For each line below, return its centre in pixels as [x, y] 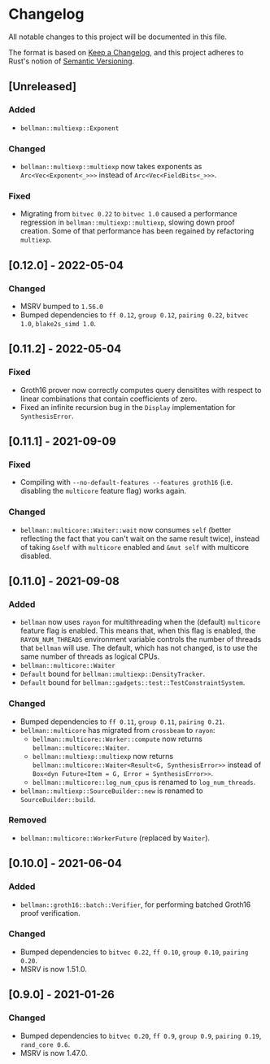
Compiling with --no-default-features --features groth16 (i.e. [126, 482]
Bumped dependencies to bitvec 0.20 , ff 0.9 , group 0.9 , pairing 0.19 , [141, 1036]
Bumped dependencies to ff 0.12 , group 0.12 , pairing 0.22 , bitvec [134, 315]
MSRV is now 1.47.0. [54, 1053]
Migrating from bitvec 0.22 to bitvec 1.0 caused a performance [128, 214]
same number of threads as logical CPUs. [90, 656]
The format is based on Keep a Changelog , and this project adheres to [126, 52]
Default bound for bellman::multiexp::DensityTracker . [113, 674]
